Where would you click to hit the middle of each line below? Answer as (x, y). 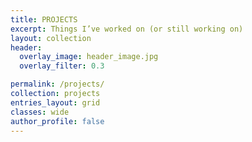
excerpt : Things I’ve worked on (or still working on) (127, 29)
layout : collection (51, 38)
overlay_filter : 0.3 (62, 66)
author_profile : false (57, 121)
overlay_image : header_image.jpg (89, 57)
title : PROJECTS (44, 19)
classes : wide (40, 112)
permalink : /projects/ (57, 84)
